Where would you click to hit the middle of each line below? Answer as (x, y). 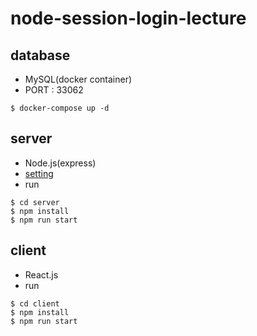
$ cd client (35, 303)
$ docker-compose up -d (60, 108)
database (40, 55)
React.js (41, 274)
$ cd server (35, 202)
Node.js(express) (60, 163)
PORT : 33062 (54, 90)
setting (39, 173)
